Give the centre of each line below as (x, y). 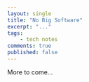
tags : (15, 33)
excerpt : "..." (29, 26)
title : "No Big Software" (45, 20)
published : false (33, 53)
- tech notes (39, 40)
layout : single (29, 14)
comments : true (29, 46)
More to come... (30, 72)
